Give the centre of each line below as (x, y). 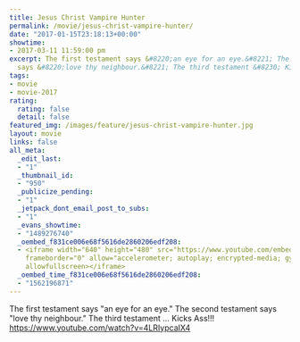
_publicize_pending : (55, 192)
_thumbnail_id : (46, 175)
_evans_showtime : (50, 225)
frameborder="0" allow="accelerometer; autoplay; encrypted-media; (153, 259)
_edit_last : (40, 158)
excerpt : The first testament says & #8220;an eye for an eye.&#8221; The (150, 59)
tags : (19, 76)
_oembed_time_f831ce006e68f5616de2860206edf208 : (109, 275)
